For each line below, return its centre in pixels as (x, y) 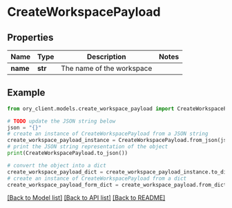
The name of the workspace (107, 68)
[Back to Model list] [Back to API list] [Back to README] (86, 198)
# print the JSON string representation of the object (88, 147)
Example (26, 93)
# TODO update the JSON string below (61, 121)
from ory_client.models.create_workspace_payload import (91, 108)
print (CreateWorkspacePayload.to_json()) (68, 153)
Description (106, 57)
